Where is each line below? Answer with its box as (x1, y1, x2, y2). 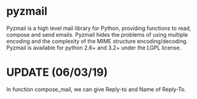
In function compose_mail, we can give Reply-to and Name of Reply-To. (6, 86, 186, 93)
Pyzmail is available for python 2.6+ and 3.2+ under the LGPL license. (6, 44, 182, 51)
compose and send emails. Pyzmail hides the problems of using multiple (6, 31, 188, 38)
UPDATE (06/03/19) (6, 65, 108, 79)
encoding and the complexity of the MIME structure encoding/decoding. (6, 37, 188, 45)
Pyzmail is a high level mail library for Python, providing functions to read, (6, 24, 192, 32)
